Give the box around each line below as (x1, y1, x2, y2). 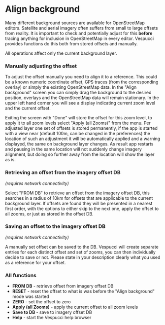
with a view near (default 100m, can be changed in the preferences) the (5, 131, 151, 137)
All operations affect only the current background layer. (5, 50, 117, 56)
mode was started (12, 293, 49, 299)
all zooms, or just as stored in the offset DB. (5, 211, 94, 217)
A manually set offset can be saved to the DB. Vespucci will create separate (5, 244, 159, 250)
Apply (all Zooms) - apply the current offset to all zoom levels (12, 304, 138, 310)
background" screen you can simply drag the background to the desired (5, 90, 152, 96)
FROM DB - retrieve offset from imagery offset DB (12, 283, 114, 289)
